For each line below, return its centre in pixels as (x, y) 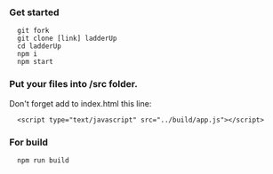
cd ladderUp (40, 46)
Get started (34, 12)
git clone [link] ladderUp (67, 39)
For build (29, 142)
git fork (33, 31)
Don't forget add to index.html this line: (80, 103)
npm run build (43, 160)
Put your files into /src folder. (73, 84)
